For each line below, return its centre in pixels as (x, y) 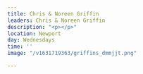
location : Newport (34, 33)
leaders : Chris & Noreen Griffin (56, 20)
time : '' (20, 47)
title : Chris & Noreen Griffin (53, 14)
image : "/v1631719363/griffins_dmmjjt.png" (72, 54)
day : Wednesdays (31, 40)
